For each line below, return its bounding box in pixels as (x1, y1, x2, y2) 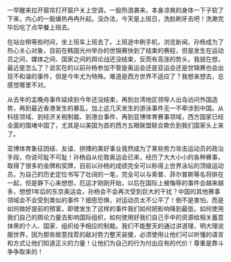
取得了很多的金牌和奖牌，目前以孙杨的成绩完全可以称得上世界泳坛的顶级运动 (7, 162, 224, 170)
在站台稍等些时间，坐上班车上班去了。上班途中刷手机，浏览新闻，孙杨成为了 (7, 38, 224, 46)
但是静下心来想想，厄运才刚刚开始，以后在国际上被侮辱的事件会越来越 (25, 179, 224, 187)
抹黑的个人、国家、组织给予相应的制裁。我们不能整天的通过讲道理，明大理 (7, 222, 218, 230)
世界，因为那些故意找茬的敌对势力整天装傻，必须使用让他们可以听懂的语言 (12, 230, 224, 239)
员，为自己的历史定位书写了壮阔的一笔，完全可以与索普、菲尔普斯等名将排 (7, 171, 218, 178)
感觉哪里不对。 (7, 81, 49, 89)
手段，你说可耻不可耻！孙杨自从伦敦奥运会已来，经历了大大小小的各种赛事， (7, 153, 224, 161)
